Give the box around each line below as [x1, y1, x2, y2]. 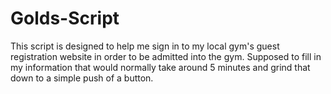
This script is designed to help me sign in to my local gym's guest [10, 40, 280, 52]
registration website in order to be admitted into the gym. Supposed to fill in [10, 50, 322, 62]
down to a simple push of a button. [10, 72, 154, 84]
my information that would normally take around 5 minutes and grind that [10, 61, 311, 73]
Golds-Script [10, 7, 120, 30]
